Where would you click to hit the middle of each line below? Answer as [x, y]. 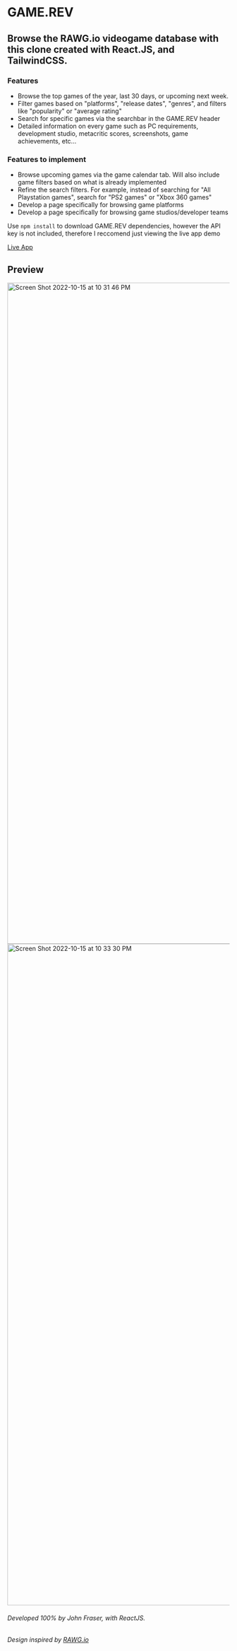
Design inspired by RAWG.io [48, 1640]
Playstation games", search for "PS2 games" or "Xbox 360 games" [115, 197]
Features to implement [47, 159]
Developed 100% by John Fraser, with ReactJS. [77, 1618]
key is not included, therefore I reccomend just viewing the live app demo [114, 233]
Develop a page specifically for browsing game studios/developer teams [123, 212]
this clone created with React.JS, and [91, 49]
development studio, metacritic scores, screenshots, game [103, 133]
